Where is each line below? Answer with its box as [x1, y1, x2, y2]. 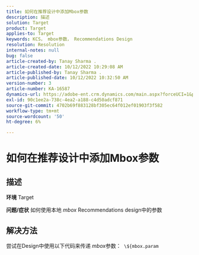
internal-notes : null [6, 47, 60, 53]
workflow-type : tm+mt [6, 108, 60, 114]
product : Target [6, 25, 46, 31]
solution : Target [6, 20, 49, 26]
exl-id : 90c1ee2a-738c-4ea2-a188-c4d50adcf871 [6, 97, 123, 103]
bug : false [6, 53, 33, 59]
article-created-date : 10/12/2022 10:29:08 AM [6, 63, 123, 70]
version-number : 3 [6, 81, 52, 87]
